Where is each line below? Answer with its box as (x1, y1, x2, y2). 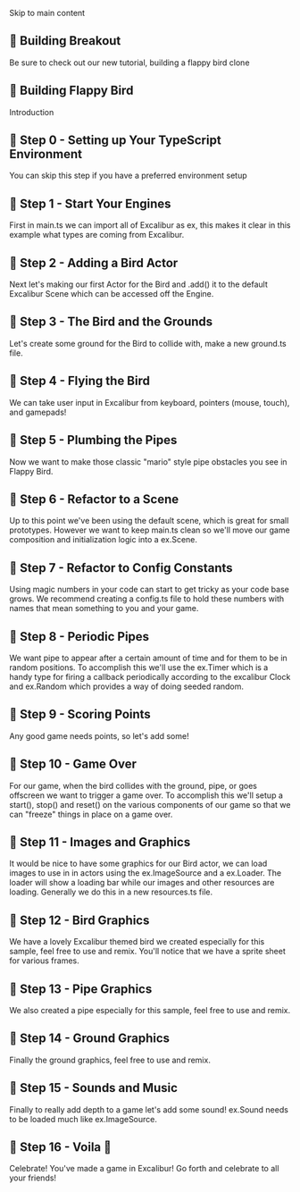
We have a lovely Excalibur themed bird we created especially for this (9, 936, 265, 947)
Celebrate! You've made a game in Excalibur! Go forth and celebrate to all (9, 1163, 279, 1174)
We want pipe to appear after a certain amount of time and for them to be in (9, 652, 287, 663)
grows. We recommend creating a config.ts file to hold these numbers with (9, 593, 284, 604)
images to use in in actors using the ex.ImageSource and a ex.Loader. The (9, 868, 282, 878)
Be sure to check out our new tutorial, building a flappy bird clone (9, 57, 250, 68)
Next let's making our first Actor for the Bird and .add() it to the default (9, 279, 268, 290)
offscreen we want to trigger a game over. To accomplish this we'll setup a (9, 790, 283, 801)
